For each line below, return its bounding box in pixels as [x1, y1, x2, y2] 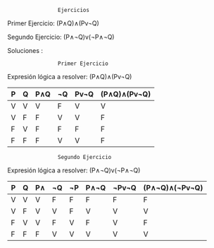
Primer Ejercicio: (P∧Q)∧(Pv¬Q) [7, 19, 100, 28]
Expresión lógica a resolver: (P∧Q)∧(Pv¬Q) [7, 73, 132, 81]
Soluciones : [7, 47, 44, 54]
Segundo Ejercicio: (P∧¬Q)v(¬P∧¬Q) [7, 33, 115, 41]
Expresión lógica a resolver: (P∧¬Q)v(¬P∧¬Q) [7, 166, 141, 175]
